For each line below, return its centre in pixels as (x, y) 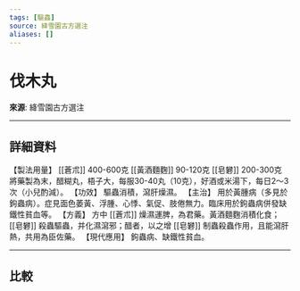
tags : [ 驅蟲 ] (32, 17)
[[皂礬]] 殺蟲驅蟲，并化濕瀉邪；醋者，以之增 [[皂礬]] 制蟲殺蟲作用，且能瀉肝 (149, 226)
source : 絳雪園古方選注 (49, 26)
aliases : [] (31, 34)
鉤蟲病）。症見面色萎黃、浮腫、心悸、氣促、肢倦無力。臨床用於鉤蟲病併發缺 (148, 204)
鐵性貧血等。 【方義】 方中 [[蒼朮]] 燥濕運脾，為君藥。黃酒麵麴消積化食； (145, 214)
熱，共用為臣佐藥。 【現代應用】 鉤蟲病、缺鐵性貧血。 (109, 237)
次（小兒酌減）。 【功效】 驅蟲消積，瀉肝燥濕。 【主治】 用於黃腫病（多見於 (149, 192)
